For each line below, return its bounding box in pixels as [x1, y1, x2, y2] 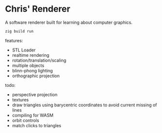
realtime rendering [12, 52, 50, 58]
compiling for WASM [12, 112, 54, 118]
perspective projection [12, 91, 57, 98]
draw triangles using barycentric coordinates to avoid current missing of [12, 102, 157, 108]
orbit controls [12, 117, 39, 123]
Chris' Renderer [5, 3, 71, 15]
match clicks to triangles [12, 122, 62, 128]
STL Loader [12, 47, 36, 53]
